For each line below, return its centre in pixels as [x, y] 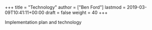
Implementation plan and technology [43, 22]
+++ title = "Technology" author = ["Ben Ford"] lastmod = [65, 7]
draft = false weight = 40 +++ [77, 12]
